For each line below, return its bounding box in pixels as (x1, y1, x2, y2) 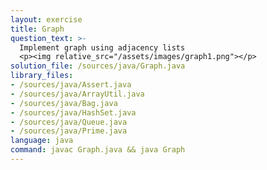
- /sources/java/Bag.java (10, 98, 118, 108)
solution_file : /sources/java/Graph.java (10, 61, 186, 71)
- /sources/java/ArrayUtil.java (10, 89, 145, 99)
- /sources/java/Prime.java (10, 126, 128, 136)
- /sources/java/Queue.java (10, 117, 128, 127)
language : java (10, 136, 74, 146)
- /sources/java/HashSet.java (10, 107, 137, 118)
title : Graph (10, 24, 65, 34)
